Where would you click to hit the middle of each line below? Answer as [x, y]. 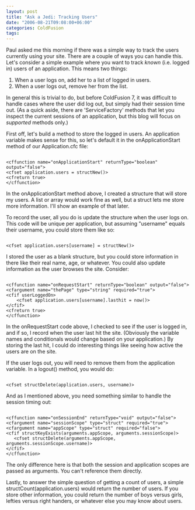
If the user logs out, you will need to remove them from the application [90, 363]
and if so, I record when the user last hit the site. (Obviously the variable [93, 333]
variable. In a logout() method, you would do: [60, 369]
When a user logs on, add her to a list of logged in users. [83, 80]
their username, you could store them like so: [60, 230]
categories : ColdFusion [35, 28]
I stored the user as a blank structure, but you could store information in [93, 257]
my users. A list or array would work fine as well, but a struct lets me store [95, 200]
